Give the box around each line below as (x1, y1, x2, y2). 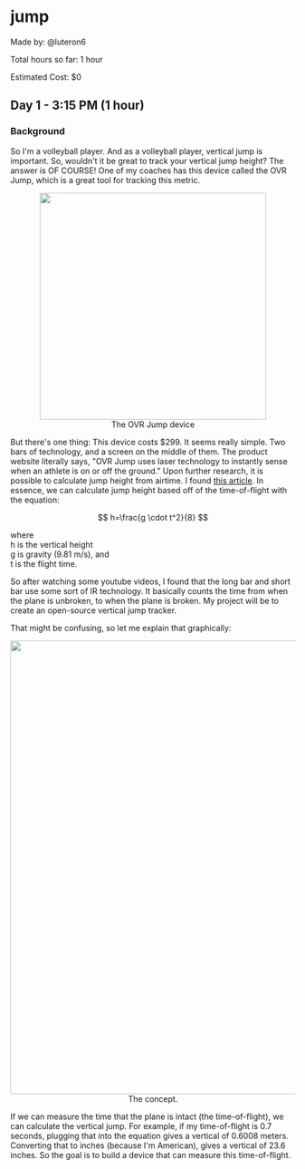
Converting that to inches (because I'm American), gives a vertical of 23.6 (10, 1140, 286, 1151)
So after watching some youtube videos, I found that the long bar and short (10, 576, 291, 587)
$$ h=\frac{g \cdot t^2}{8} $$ (97, 511, 209, 522)
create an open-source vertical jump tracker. (10, 605, 177, 616)
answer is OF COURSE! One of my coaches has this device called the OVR (10, 165, 288, 176)
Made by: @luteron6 (10, 36, 87, 47)
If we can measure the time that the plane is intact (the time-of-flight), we (10, 1111, 284, 1122)
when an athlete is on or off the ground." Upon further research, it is (10, 465, 264, 476)
